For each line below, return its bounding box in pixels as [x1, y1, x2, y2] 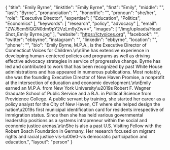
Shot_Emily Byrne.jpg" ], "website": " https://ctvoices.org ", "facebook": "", [5, 31, 159, 37]
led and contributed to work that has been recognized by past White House [5, 63, 163, 69]
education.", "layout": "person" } [5, 139, 73, 145]
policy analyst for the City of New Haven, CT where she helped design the [5, 101, 160, 107]
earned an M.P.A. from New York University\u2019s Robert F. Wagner [5, 85, 151, 91]
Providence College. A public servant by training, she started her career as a [5, 96, 165, 102]
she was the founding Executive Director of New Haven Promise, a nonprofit [5, 74, 165, 80]
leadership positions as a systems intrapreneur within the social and [5, 118, 148, 123]
